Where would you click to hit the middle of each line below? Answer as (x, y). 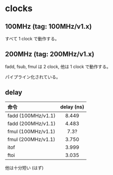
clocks (19, 9)
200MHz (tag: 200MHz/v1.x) (50, 54)
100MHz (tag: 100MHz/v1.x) (48, 26)
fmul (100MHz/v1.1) (31, 131)
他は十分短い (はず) (24, 168)
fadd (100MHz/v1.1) (32, 116)
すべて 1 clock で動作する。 (32, 39)
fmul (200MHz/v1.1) (31, 139)
